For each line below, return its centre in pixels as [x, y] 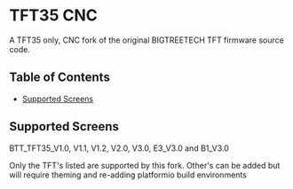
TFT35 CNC [53, 16]
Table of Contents [60, 78]
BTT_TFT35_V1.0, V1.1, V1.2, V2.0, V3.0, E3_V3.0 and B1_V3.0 [119, 148]
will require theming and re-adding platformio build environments [128, 175]
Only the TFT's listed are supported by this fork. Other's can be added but [145, 165]
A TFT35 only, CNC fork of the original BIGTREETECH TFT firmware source [146, 40]
